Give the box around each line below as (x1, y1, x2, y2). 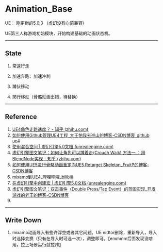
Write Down (5, 216, 42, 224)
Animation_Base (5, 3, 73, 15)
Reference (5, 113, 37, 121)
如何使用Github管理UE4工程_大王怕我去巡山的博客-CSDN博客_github (12, 132, 149, 138)
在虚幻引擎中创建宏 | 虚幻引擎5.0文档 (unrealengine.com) (12, 180, 127, 185)
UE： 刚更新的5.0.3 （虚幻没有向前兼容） (5, 20, 87, 26)
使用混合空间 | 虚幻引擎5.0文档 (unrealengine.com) (12, 143, 114, 149)
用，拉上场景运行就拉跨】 (12, 242, 64, 248)
